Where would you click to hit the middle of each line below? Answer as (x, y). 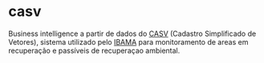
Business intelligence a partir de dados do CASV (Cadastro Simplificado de (132, 33)
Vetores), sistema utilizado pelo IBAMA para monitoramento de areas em (128, 41)
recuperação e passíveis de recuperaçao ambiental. (94, 50)
